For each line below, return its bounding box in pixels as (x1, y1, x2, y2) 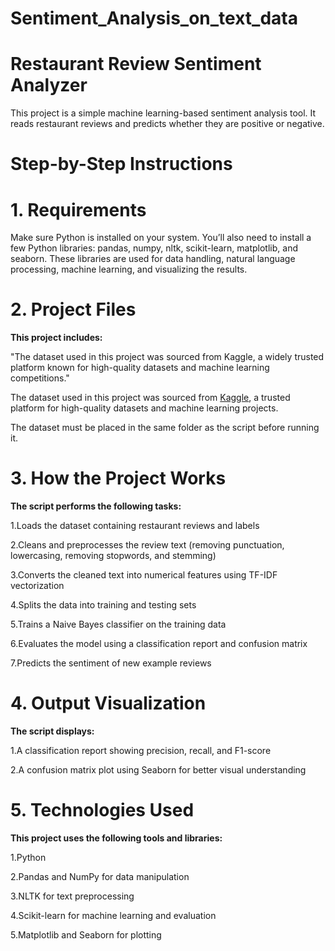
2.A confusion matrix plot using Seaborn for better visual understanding (10, 764, 307, 776)
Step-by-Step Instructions (10, 153, 233, 176)
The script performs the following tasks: (10, 500, 182, 512)
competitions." (10, 372, 70, 384)
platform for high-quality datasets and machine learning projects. (10, 402, 279, 414)
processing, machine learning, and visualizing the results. (10, 263, 248, 276)
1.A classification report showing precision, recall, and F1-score (10, 745, 272, 757)
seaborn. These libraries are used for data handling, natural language (10, 253, 296, 265)
